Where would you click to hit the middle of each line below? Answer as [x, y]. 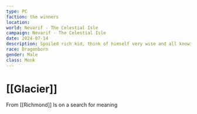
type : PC [17, 11]
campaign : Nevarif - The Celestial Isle [56, 33]
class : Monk [21, 60]
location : [18, 22]
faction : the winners [33, 17]
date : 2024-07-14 [27, 38]
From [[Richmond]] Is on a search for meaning [62, 105]
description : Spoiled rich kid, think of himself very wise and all [91, 44]
